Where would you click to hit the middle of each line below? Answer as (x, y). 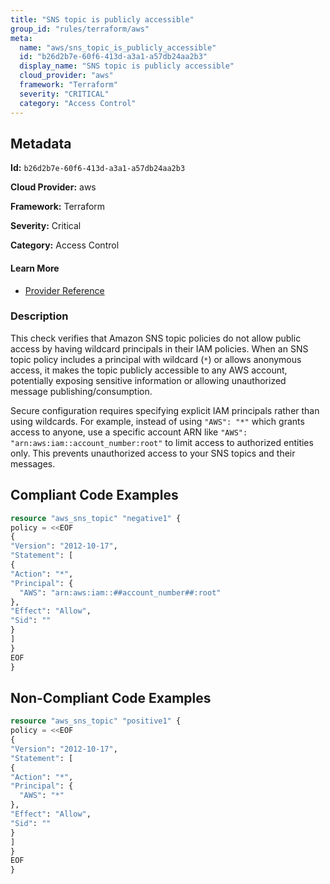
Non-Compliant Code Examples (111, 697)
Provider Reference (64, 290)
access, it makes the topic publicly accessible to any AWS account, (149, 370)
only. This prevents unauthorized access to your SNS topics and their (153, 453)
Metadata (41, 143)
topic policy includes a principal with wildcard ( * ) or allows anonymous (156, 359)
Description (39, 316)
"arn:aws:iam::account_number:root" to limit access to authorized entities (162, 442)
